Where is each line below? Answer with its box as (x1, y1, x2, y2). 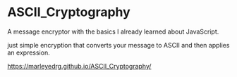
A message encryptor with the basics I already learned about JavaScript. (7, 27, 219, 36)
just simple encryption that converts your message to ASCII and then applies (7, 41, 230, 49)
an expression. (7, 48, 51, 57)
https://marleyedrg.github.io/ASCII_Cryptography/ (7, 62, 152, 70)
